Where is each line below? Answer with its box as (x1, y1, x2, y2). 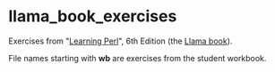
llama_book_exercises (8, 6, 177, 27)
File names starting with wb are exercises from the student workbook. (8, 52, 267, 63)
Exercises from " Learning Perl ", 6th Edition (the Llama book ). (8, 36, 233, 46)
